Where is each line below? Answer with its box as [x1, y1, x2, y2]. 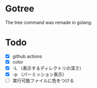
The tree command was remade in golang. [5, 19, 92, 25]
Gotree [5, 3, 34, 14]
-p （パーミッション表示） [12, 72, 67, 78]
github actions [12, 53, 42, 59]
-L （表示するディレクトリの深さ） [12, 65, 84, 71]
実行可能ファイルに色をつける [12, 78, 74, 84]
